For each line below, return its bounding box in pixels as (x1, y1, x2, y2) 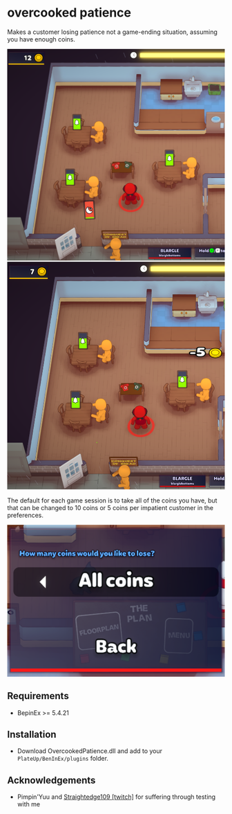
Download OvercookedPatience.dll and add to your (17, 747, 163, 755)
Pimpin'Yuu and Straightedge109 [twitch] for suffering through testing (17, 793, 216, 801)
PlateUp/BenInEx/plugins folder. (17, 754, 109, 763)
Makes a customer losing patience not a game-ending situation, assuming (7, 28, 217, 36)
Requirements (7, 690, 69, 702)
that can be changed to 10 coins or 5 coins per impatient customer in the (7, 503, 214, 512)
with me (17, 800, 40, 808)
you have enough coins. (7, 35, 76, 43)
